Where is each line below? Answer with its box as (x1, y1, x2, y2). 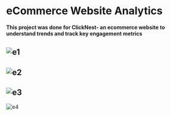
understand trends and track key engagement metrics (6, 30, 142, 37)
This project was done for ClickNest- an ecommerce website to (6, 24, 165, 31)
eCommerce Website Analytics (6, 4, 163, 18)
